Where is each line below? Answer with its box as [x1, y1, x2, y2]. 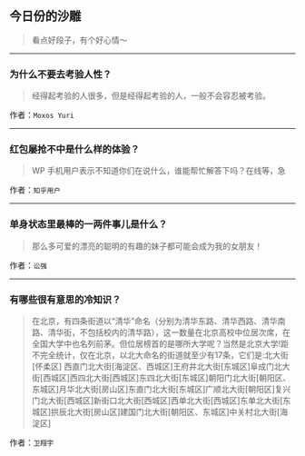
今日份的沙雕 [9, 8, 82, 25]
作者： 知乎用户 [9, 184, 61, 195]
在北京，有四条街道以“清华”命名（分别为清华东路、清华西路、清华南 [31, 316, 286, 326]
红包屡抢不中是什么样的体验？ [9, 144, 141, 156]
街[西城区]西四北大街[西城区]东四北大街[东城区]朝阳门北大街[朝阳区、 [31, 372, 291, 383]
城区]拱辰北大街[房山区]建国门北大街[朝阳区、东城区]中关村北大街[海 [31, 407, 289, 417]
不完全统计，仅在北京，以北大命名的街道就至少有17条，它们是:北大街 [31, 350, 289, 361]
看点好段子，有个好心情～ [31, 35, 128, 45]
